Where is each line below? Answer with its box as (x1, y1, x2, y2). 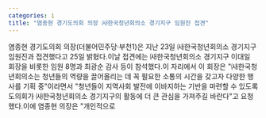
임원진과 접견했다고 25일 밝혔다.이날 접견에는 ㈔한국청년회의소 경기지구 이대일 (8, 51, 251, 61)
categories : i (8, 11, 56, 20)
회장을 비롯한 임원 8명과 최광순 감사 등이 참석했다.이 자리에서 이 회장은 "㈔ (8, 61, 238, 71)
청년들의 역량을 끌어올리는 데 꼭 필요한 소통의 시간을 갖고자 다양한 (42, 71, 246, 81)
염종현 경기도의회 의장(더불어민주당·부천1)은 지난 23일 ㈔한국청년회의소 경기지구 (8, 41, 256, 51)
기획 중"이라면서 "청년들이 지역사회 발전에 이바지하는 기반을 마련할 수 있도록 (22, 81, 259, 91)
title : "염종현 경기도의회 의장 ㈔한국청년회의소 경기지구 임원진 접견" (8, 19, 209, 27)
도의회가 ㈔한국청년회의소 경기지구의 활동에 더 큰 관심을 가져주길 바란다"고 (8, 91, 240, 101)
